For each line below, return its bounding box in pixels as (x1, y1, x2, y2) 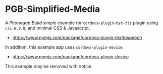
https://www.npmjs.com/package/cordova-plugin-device (12, 53, 129, 60)
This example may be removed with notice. (5, 63, 93, 69)
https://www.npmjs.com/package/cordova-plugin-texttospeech (12, 35, 142, 40)
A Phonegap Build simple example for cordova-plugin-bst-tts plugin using (5, 20, 158, 26)
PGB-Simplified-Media (5, 3, 100, 15)
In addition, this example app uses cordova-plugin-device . (5, 44, 124, 50)
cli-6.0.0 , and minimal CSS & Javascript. (5, 25, 90, 31)
